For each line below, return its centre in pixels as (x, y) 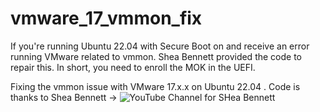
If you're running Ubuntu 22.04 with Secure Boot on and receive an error (160, 46)
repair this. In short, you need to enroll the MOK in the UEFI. (133, 67)
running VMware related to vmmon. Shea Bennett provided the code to (156, 56)
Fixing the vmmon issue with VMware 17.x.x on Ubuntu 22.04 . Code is (155, 86)
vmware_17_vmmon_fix (106, 18)
